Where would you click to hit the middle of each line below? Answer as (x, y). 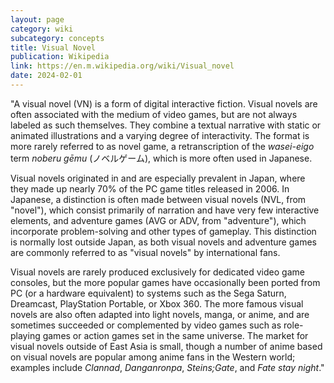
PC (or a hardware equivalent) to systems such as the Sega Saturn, (148, 293)
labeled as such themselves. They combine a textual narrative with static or (166, 125)
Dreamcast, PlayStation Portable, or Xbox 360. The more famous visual (157, 303)
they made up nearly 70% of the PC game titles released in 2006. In (150, 188)
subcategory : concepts (57, 38)
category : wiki (42, 29)
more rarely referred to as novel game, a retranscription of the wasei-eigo (162, 146)
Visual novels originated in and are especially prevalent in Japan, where (158, 178)
